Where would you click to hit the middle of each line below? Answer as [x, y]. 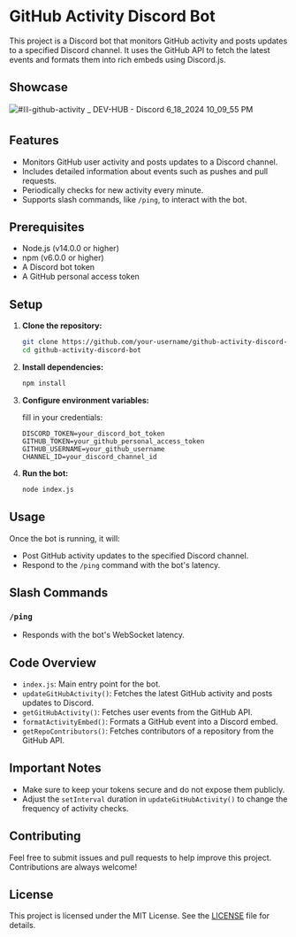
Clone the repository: [62, 326]
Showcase [39, 87]
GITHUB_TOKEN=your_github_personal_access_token [113, 441]
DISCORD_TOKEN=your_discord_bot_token [93, 434]
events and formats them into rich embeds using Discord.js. [118, 59]
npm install [44, 383]
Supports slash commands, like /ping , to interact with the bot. [134, 199]
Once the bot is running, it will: [65, 538]
